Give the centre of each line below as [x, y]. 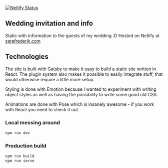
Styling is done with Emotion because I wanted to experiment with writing [81, 89]
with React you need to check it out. [42, 109]
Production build [26, 145]
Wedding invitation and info [49, 23]
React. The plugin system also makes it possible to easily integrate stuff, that [84, 74]
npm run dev [17, 133]
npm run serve [20, 160]
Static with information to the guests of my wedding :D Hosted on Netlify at [82, 36]
